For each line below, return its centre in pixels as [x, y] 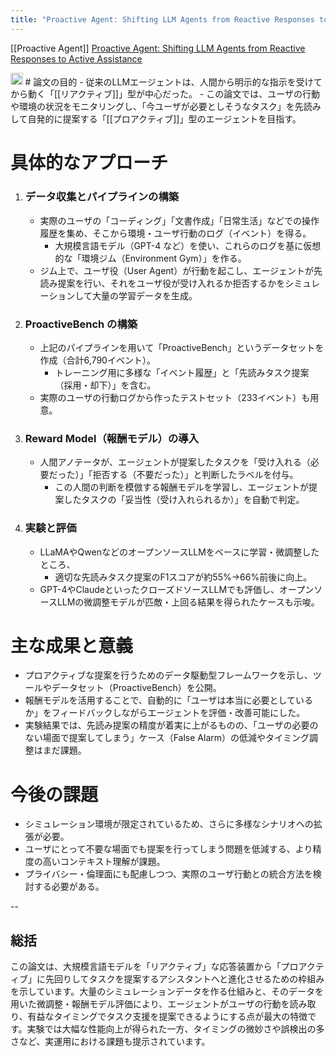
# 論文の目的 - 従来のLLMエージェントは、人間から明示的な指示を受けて [173, 82]
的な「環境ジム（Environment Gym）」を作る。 [150, 258]
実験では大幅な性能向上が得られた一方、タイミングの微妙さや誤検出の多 [175, 1029]
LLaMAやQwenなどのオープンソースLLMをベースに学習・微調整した [179, 552]
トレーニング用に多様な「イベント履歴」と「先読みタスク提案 [182, 372]
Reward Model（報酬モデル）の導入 [112, 438]
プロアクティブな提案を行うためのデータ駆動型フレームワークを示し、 [168, 675]
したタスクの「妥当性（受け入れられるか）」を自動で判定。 [184, 500]
